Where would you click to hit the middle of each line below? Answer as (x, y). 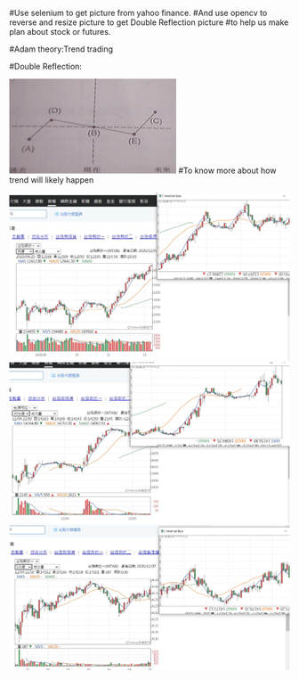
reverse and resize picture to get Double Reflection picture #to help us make (149, 22)
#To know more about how (227, 170)
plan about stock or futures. (60, 32)
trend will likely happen (52, 180)
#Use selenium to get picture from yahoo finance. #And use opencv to (138, 13)
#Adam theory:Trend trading (61, 49)
